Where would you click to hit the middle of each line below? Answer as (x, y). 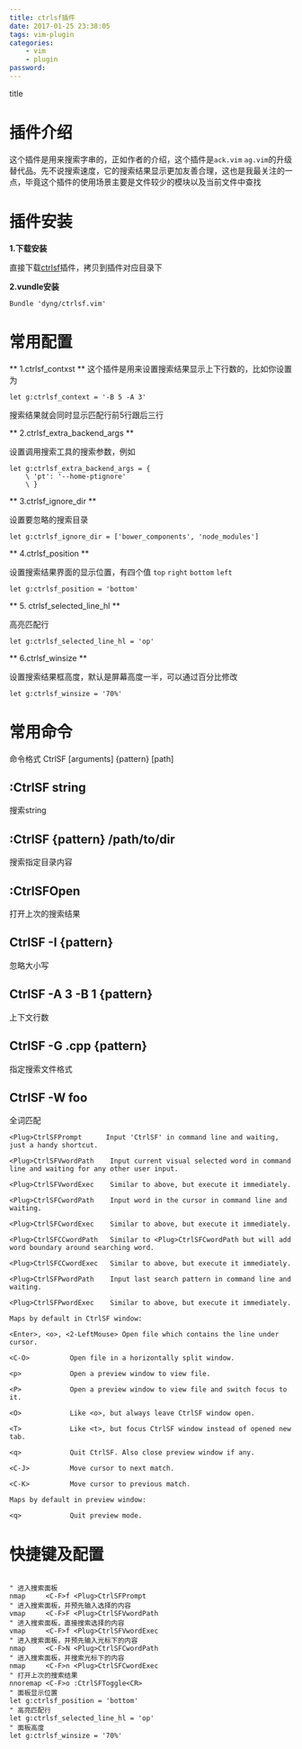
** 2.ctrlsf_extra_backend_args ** (72, 432)
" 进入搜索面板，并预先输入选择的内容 (71, 1606)
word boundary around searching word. (82, 1248)
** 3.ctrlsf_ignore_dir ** (53, 501)
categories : (31, 43)
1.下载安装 (28, 248)
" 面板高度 (27, 1728)
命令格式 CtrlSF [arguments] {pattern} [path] (92, 758)
